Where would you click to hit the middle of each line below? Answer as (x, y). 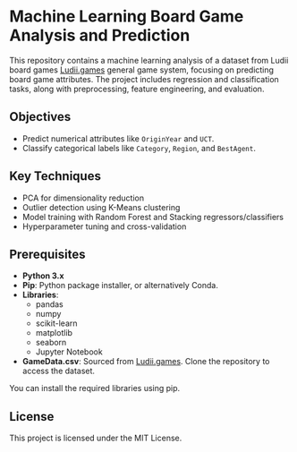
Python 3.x (43, 276)
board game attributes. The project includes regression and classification (144, 79)
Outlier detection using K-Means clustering (101, 207)
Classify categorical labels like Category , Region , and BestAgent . (139, 148)
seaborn (51, 343)
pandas (50, 304)
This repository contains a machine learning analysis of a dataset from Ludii (149, 60)
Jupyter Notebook (69, 352)
